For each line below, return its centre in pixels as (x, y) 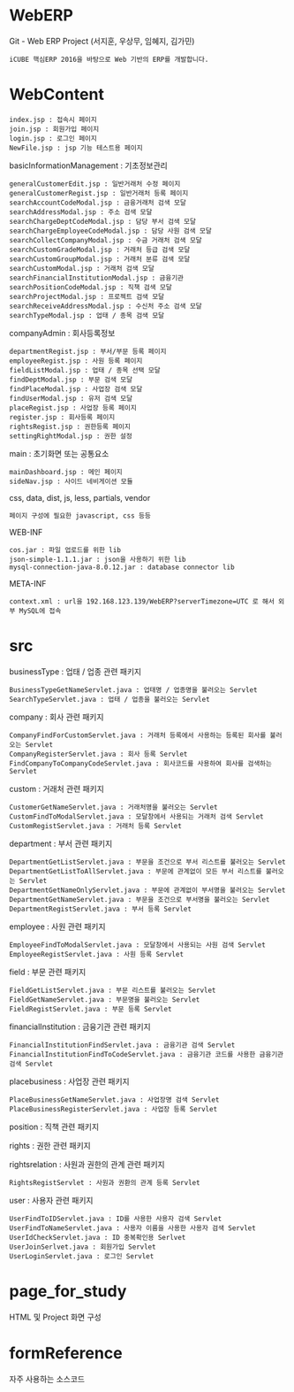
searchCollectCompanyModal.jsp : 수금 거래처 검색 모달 (106, 240)
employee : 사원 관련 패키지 (57, 927)
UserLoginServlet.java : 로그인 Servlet (82, 1256)
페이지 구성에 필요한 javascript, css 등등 (80, 515)
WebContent (57, 95)
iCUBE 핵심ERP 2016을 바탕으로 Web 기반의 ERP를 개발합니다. (109, 59)
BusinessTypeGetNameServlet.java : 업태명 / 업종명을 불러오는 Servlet (133, 690)
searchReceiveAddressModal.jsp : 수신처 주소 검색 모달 (106, 306)
